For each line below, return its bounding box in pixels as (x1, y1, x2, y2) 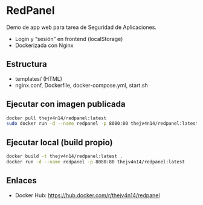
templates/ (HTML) (14, 75, 62, 82)
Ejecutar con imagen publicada (6, 99, 126, 109)
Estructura (6, 59, 47, 69)
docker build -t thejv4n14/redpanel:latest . (6, 153, 123, 160)
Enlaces (6, 175, 37, 186)
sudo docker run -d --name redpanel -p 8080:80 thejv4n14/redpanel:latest (6, 121, 199, 127)
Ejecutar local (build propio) (6, 137, 113, 148)
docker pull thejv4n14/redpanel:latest (6, 115, 107, 121)
